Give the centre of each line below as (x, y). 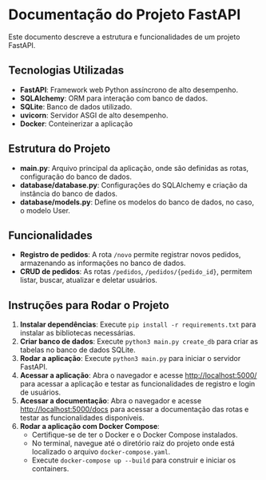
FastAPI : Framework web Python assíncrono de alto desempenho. (129, 89)
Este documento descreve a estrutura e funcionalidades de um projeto (124, 37)
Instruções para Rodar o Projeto (89, 305)
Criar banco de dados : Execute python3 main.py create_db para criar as (139, 342)
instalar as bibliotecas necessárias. (77, 333)
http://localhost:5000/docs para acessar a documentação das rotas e (134, 410)
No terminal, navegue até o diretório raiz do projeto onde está (133, 443)
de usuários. (40, 392)
